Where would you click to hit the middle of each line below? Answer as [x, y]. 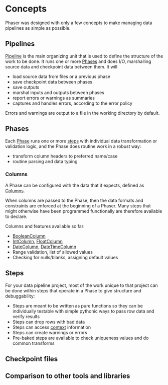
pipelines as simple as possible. [38, 28]
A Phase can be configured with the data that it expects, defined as [75, 185]
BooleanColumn [29, 236]
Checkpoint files [32, 359]
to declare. [16, 216]
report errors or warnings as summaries [54, 98]
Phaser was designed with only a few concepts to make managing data [79, 23]
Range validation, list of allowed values [52, 252]
